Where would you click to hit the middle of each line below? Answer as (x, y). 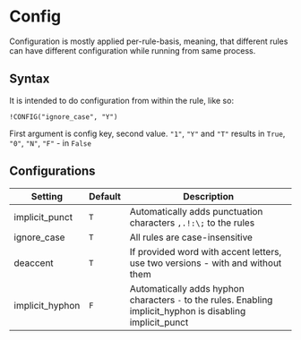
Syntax (30, 79)
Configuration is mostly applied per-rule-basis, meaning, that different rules (149, 41)
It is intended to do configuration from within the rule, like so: (122, 100)
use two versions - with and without (206, 263)
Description (209, 196)
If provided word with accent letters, (206, 251)
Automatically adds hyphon (187, 288)
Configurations (52, 171)
